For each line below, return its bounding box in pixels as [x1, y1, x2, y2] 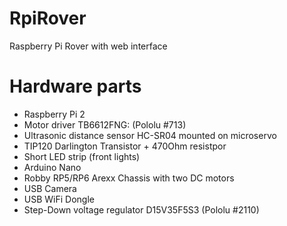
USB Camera [23, 182, 77, 194]
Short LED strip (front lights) [23, 150, 141, 162]
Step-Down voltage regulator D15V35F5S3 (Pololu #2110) [23, 203, 260, 216]
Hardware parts [9, 75, 142, 98]
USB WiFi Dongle [23, 193, 95, 205]
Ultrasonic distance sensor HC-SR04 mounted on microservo [23, 129, 277, 141]
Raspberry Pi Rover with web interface [9, 40, 168, 52]
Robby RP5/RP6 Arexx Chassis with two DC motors [23, 172, 235, 184]
